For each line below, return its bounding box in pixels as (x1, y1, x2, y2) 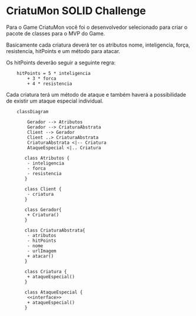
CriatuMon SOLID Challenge (6, 4, 146, 18)
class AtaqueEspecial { (24, 289, 83, 295)
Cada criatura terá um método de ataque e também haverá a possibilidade (6, 91, 187, 98)
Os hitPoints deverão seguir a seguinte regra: (6, 59, 116, 66)
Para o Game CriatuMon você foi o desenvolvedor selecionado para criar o (6, 24, 188, 31)
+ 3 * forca (27, 75, 57, 81)
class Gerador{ (24, 206, 62, 213)
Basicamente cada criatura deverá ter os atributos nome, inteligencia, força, (6, 41, 190, 48)
